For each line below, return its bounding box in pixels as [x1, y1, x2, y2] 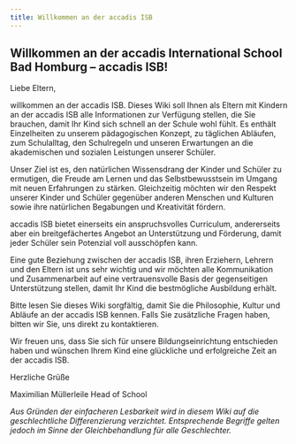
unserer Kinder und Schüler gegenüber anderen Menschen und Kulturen [10, 192, 274, 203]
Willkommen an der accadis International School [10, 46, 283, 61]
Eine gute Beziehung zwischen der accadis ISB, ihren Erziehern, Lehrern [10, 255, 274, 265]
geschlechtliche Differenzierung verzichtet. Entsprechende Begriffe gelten [10, 416, 280, 426]
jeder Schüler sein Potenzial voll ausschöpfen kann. [10, 238, 198, 249]
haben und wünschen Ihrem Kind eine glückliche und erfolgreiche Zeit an [10, 346, 277, 356]
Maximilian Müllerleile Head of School [10, 389, 148, 400]
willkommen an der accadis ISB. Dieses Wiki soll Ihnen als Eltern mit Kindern [10, 100, 288, 111]
